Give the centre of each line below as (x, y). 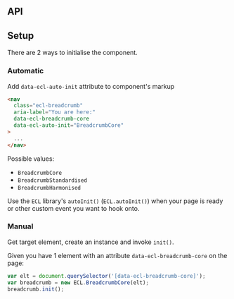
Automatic (26, 71)
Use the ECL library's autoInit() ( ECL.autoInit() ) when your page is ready (115, 201)
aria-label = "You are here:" (55, 112)
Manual (20, 226)
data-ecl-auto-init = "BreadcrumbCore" (69, 126)
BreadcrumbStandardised (52, 180)
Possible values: (31, 159)
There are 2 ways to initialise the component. (73, 53)
